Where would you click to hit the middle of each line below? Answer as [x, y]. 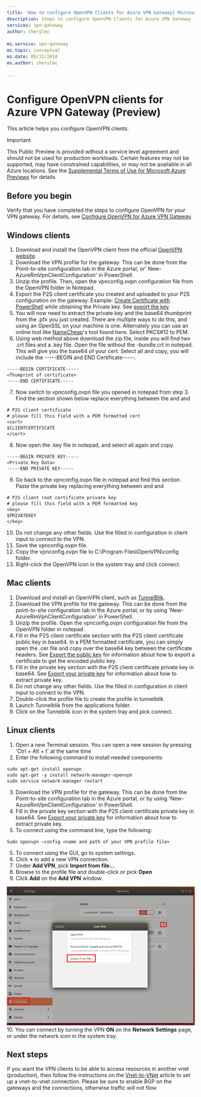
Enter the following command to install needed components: [89, 757]
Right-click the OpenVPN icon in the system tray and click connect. [98, 564]
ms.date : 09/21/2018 [33, 57]
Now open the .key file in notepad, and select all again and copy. [95, 445]
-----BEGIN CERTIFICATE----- [43, 369]
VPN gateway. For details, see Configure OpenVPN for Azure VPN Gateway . [100, 217]
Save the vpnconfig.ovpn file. [52, 545]
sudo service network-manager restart [55, 781]
